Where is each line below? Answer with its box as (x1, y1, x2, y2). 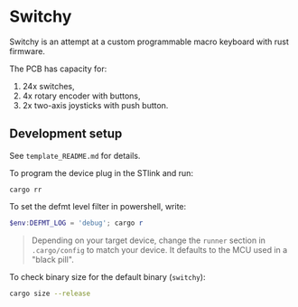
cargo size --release (9, 289, 91, 298)
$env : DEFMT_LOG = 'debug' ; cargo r (9, 219, 144, 228)
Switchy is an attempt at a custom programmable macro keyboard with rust (9, 36, 289, 47)
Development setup (9, 126, 123, 142)
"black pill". (31, 254, 74, 265)
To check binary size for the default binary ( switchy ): (9, 271, 206, 282)
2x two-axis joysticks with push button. (22, 99, 169, 110)
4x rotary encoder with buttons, (22, 90, 142, 101)
